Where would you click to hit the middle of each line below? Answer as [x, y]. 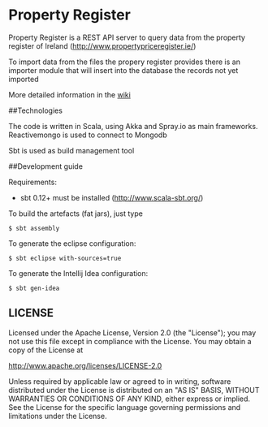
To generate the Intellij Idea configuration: [78, 273]
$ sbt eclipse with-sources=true [65, 258]
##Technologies [36, 110]
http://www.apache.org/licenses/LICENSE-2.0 [85, 365]
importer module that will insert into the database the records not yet [123, 70]
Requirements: [32, 182]
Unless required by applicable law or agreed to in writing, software [120, 381]
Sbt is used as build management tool [71, 150]
